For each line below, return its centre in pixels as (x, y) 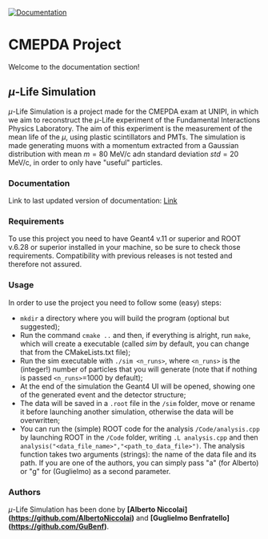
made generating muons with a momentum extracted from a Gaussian (124, 145)
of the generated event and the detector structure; (103, 394)
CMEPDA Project (65, 45)
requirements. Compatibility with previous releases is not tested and (120, 255)
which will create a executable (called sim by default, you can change (134, 344)
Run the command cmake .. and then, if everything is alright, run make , (135, 335)
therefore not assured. (45, 264)
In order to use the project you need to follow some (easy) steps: (115, 302)
